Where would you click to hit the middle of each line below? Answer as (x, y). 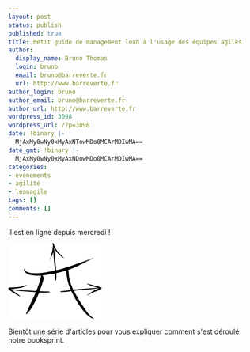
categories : (28, 167)
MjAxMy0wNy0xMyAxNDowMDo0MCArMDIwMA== (80, 158)
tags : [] (23, 201)
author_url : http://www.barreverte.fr (72, 108)
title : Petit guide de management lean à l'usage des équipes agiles (125, 42)
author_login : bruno (42, 92)
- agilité (25, 184)
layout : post (30, 17)
